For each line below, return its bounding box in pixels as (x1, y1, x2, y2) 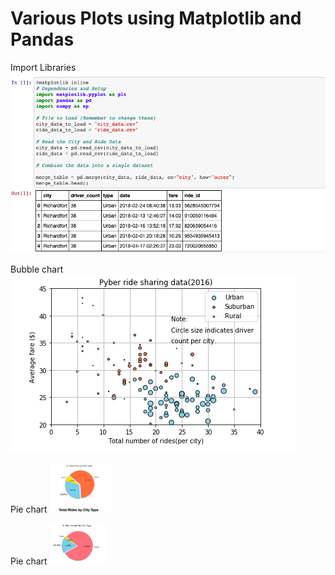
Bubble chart (10, 263, 64, 275)
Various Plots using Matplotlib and (10, 7, 302, 30)
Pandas (10, 28, 75, 51)
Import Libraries (10, 61, 77, 73)
